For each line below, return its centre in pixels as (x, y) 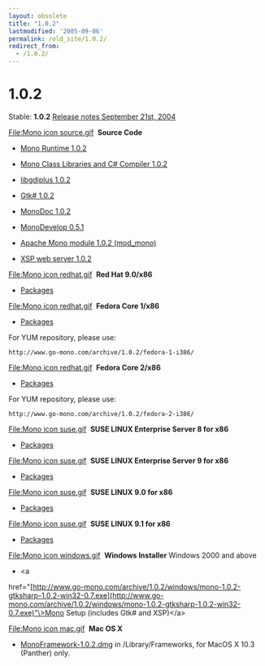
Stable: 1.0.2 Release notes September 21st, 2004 (92, 116)
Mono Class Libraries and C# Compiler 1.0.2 (94, 164)
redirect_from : (34, 46)
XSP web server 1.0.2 (56, 258)
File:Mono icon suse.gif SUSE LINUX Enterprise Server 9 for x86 (119, 460)
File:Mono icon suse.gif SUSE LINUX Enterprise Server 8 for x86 (119, 429)
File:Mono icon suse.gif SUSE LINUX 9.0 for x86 (91, 492)
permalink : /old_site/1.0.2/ (58, 39)
